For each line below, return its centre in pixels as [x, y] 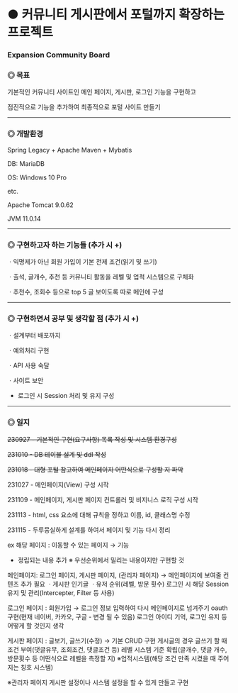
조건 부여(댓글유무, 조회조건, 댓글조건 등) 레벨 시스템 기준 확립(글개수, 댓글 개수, [117, 649]
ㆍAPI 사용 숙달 [28, 365]
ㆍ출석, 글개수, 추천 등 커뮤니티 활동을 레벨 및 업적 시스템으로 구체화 [101, 277]
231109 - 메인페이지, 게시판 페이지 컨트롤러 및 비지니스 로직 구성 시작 [103, 499]
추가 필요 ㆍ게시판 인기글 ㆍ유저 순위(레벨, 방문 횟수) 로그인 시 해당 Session [124, 584]
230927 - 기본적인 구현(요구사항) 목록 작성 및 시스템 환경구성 [92, 439]
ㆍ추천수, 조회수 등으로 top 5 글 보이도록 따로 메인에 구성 [86, 292]
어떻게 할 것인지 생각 [36, 626]
